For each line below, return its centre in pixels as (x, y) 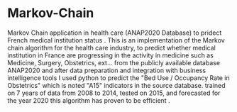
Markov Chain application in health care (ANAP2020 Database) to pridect (115, 33)
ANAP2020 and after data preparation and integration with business (107, 70)
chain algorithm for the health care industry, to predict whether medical (112, 47)
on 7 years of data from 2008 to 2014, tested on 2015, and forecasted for (114, 93)
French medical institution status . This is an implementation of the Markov (116, 40)
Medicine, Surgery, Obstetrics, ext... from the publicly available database (114, 62)
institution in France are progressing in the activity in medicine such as (111, 55)
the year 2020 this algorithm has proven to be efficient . (89, 100)
